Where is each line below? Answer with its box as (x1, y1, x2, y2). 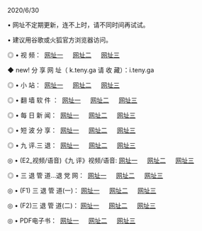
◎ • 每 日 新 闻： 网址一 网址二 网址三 (7, 111, 136, 119)
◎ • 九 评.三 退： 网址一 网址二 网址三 (7, 141, 136, 150)
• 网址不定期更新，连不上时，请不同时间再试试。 (7, 21, 150, 29)
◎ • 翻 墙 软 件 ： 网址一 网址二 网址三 (7, 96, 138, 104)
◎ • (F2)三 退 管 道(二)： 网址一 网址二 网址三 (7, 201, 156, 210)
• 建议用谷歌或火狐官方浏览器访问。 (7, 35, 112, 44)
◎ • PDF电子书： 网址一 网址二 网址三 (7, 216, 136, 225)
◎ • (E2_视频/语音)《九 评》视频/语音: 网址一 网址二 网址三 (7, 156, 195, 164)
